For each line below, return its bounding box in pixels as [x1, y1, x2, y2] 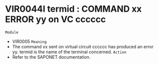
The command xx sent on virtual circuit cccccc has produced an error [12, 43, 154, 49]
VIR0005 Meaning [12, 38, 47, 44]
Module [5, 30, 19, 35]
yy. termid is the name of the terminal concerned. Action [12, 49, 127, 55]
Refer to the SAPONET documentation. [12, 54, 91, 60]
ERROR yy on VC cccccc [5, 14, 106, 25]
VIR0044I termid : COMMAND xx [5, 3, 142, 15]
